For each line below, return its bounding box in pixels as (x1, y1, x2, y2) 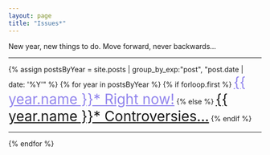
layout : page (8, 11, 52, 20)
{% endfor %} (8, 138, 55, 149)
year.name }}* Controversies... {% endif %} (8, 107, 252, 125)
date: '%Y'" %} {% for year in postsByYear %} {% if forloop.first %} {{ (8, 73, 247, 91)
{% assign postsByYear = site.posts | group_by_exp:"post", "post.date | (8, 64, 243, 74)
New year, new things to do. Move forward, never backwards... (8, 41, 217, 51)
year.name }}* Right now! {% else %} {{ (8, 90, 228, 108)
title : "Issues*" (8, 19, 67, 27)
